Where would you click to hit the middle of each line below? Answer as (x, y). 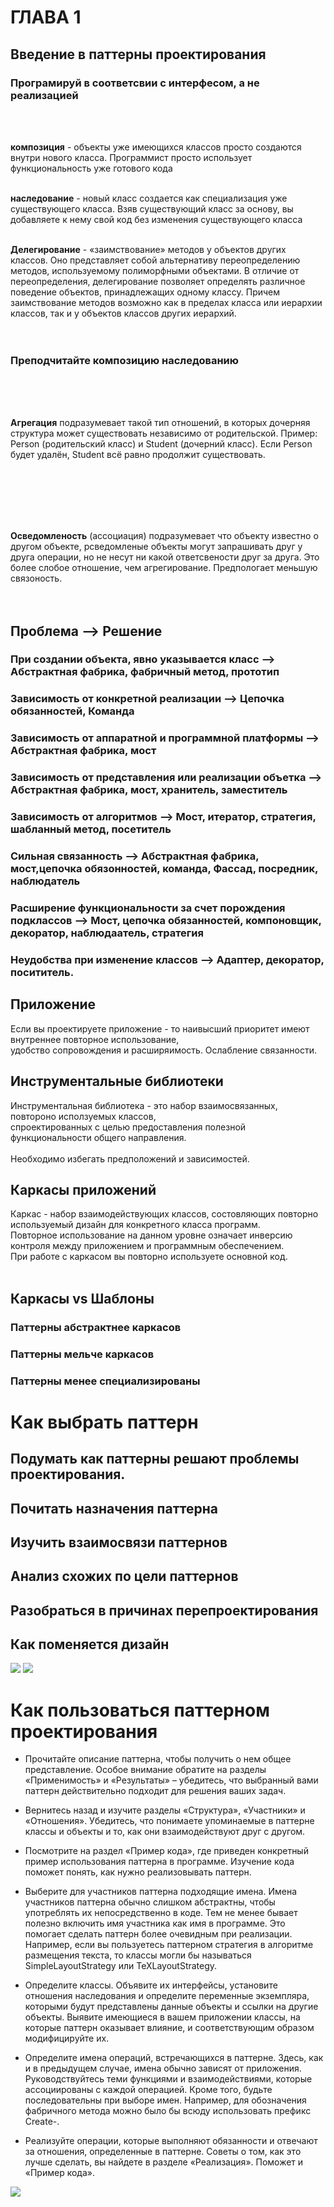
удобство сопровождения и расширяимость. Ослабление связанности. (163, 1050)
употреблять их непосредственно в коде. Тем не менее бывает (161, 1913)
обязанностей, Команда (72, 711)
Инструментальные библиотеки (117, 1081)
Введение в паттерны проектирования (138, 54)
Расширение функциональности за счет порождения (148, 908)
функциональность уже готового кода (91, 168)
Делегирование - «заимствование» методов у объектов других (148, 249)
